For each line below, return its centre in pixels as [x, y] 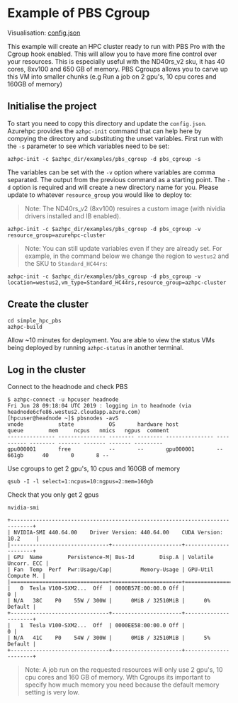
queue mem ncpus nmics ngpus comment [89, 431]
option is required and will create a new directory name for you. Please [115, 187]
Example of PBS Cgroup [79, 13]
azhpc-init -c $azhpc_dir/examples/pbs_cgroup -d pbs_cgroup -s [104, 159]
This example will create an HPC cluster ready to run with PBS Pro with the [116, 46]
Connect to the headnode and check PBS [68, 387]
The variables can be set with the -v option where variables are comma [112, 172]
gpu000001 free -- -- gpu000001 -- [115, 449]
